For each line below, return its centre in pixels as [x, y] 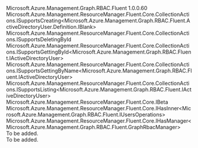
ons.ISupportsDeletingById [39, 39]
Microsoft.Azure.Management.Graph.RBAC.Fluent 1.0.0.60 [77, 8]
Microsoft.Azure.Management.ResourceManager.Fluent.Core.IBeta [87, 102]
